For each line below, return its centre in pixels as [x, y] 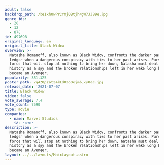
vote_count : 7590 [23, 105]
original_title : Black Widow [35, 46]
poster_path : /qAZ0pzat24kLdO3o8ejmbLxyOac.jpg [54, 82]
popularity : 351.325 [26, 78]
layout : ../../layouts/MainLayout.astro [47, 155]
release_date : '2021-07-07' [34, 87]
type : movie [17, 110]
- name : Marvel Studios [33, 118]
